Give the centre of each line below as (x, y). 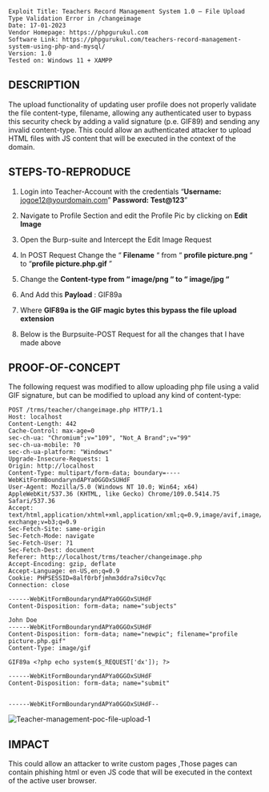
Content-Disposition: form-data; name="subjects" (93, 606)
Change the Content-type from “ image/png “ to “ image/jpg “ (124, 279)
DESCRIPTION (44, 85)
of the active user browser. (53, 781)
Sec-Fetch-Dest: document (51, 550)
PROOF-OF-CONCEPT (64, 368)
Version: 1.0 (30, 54)
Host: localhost (35, 417)
